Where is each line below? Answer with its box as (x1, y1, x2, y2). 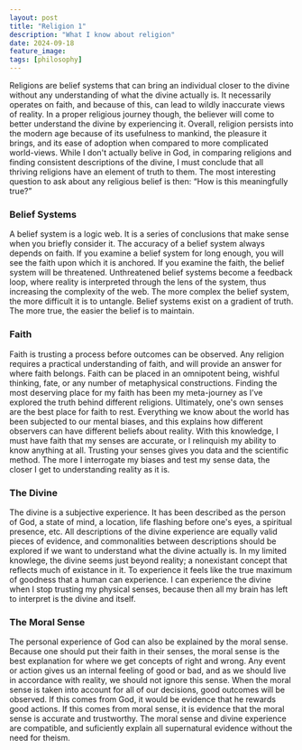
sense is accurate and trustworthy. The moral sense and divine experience (9, 713, 287, 724)
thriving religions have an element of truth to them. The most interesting (9, 166, 277, 177)
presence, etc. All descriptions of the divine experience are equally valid (9, 526, 278, 537)
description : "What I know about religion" (9, 30, 176, 39)
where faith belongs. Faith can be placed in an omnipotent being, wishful (9, 368, 279, 379)
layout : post (9, 13, 59, 23)
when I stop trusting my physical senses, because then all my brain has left (9, 584, 288, 595)
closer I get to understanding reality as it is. (9, 464, 170, 474)
